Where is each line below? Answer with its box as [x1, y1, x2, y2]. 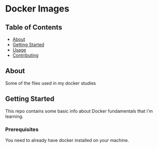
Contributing [12, 52, 39, 58]
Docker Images [5, 3, 69, 15]
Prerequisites [5, 126, 39, 133]
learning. [5, 113, 24, 119]
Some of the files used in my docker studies [5, 80, 96, 86]
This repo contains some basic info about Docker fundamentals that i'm [5, 108, 153, 114]
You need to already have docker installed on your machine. [5, 137, 129, 143]
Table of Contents [5, 23, 63, 32]
